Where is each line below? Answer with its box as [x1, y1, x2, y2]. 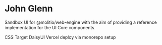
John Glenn [4, 3, 53, 14]
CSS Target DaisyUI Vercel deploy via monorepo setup [4, 34, 116, 40]
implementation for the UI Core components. [4, 24, 96, 30]
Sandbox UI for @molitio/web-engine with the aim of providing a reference [4, 19, 157, 25]
